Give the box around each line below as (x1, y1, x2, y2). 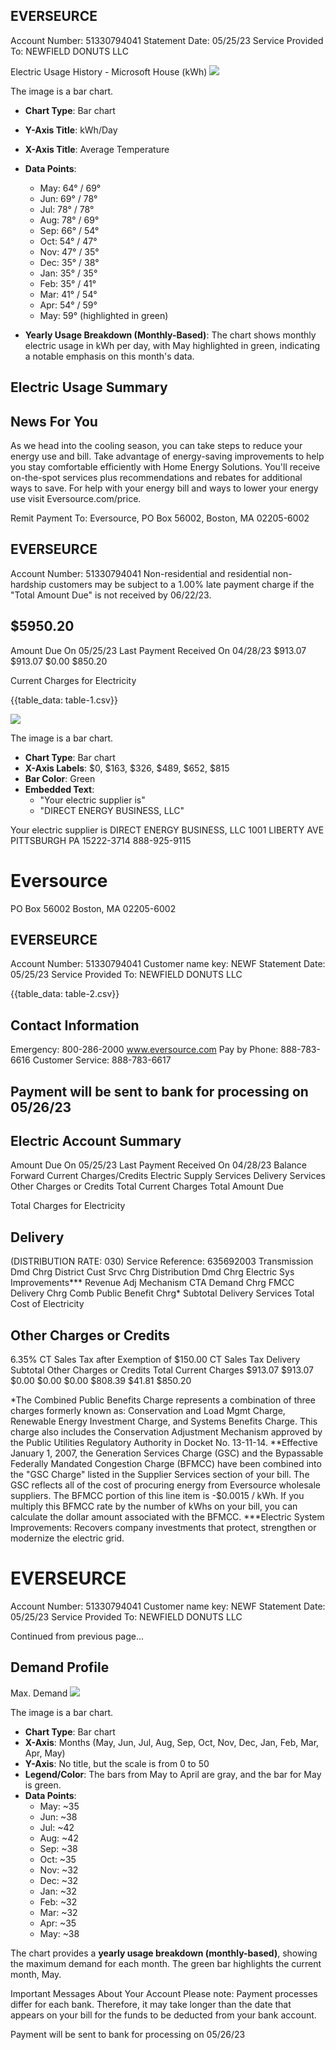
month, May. (10, 1968, 62, 1980)
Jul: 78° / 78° (39, 203, 95, 215)
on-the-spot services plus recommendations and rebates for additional (10, 472, 303, 484)
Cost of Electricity (10, 1298, 85, 1310)
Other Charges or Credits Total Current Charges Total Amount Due (10, 1180, 284, 1193)
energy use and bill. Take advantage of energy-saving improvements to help (10, 450, 325, 463)
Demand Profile (10, 1659, 110, 1676)
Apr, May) (24, 1747, 66, 1759)
